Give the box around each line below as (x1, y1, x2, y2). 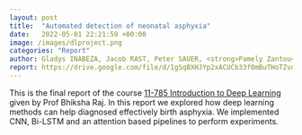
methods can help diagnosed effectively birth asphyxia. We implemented (9, 106, 280, 117)
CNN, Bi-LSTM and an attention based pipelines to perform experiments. (9, 115, 279, 126)
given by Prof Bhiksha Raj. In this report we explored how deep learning (9, 97, 275, 107)
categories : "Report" (9, 46, 91, 55)
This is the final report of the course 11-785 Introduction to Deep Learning (9, 87, 281, 98)
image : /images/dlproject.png (9, 38, 123, 47)
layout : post (9, 13, 58, 22)
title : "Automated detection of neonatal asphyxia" (9, 21, 211, 30)
